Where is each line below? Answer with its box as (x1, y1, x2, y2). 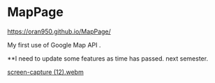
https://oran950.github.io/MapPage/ (7, 27, 112, 36)
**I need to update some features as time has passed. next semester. (7, 54, 208, 63)
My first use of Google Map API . (7, 40, 101, 49)
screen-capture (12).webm (7, 68, 84, 76)
